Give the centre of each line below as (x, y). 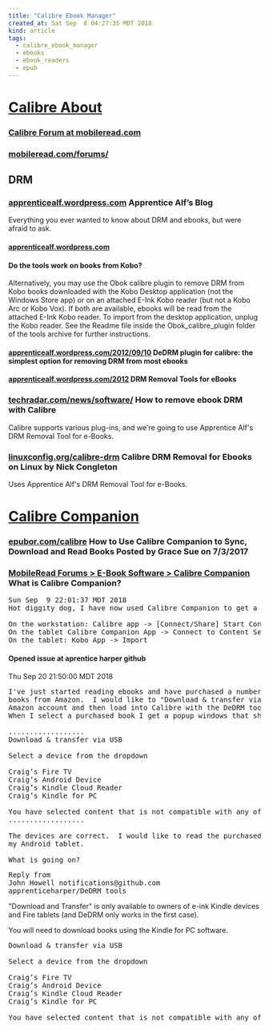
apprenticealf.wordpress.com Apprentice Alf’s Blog (111, 203)
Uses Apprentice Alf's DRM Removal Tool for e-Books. (98, 485)
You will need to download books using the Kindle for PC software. (118, 930)
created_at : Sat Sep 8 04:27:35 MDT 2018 (80, 23)
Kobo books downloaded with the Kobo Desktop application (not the (121, 292)
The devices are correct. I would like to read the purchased (135, 835)
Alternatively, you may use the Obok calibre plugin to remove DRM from (126, 283)
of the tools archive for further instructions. (79, 334)
